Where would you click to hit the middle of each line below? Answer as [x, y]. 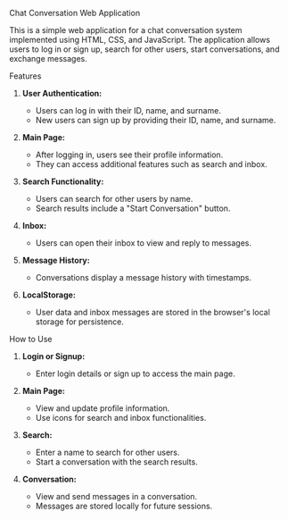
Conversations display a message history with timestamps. [144, 277]
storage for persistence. [80, 322]
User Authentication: [62, 93]
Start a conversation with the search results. [116, 462]
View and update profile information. [103, 408]
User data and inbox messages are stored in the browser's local [152, 312]
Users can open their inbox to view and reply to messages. [144, 243]
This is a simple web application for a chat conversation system [126, 30]
